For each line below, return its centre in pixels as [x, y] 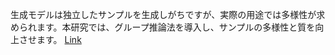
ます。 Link [59, 39]
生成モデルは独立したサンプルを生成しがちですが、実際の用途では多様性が [163, 14]
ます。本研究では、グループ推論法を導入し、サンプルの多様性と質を [176, 27]
